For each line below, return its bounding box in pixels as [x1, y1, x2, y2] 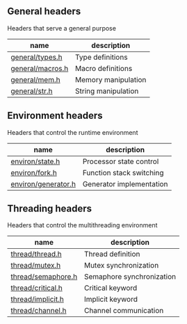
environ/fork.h [10, 168, 57, 177]
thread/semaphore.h [10, 272, 78, 282]
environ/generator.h [10, 179, 76, 188]
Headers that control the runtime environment [7, 128, 138, 136]
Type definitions [75, 52, 128, 62]
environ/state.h [10, 156, 60, 166]
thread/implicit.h [10, 295, 64, 305]
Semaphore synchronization [83, 272, 176, 282]
